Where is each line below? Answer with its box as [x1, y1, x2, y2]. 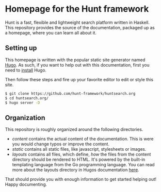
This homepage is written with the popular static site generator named [5, 57, 145, 63]
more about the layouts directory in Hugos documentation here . [12, 167, 139, 173]
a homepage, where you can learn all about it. [5, 30, 97, 35]
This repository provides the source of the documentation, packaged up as [5, 24, 155, 30]
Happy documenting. [5, 181, 47, 188]
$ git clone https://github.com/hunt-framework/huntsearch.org [5, 91, 136, 96]
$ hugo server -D [5, 100, 40, 105]
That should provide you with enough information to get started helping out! [5, 176, 157, 182]
